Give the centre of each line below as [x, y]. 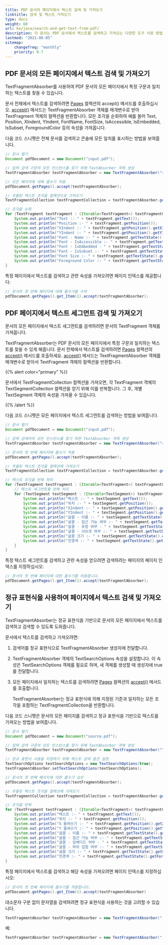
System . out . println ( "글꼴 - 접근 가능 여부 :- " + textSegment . [87, 522]
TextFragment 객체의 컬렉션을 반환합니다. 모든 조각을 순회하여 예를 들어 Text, [81, 116]
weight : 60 [16, 24]
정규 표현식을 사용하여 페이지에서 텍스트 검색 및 [73, 598]
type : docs [16, 19]
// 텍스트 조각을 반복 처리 [29, 480]
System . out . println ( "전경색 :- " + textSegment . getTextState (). [90, 541]
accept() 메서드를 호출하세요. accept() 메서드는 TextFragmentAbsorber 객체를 [83, 356]
